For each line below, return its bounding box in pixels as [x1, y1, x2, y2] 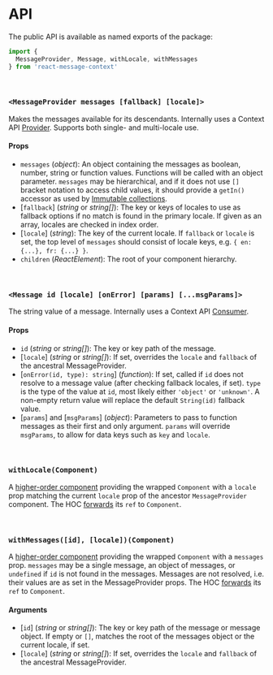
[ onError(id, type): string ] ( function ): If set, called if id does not [19, 369, 244, 379]
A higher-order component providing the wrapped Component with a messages [8, 552, 264, 561]
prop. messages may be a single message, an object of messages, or [8, 560, 236, 570]
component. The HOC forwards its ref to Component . [8, 499, 182, 508]
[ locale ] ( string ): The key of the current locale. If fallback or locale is [19, 228, 255, 238]
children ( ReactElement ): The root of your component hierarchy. [19, 254, 237, 264]
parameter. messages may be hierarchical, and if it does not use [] [19, 176, 240, 187]
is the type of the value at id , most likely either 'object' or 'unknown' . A [19, 387, 260, 396]
